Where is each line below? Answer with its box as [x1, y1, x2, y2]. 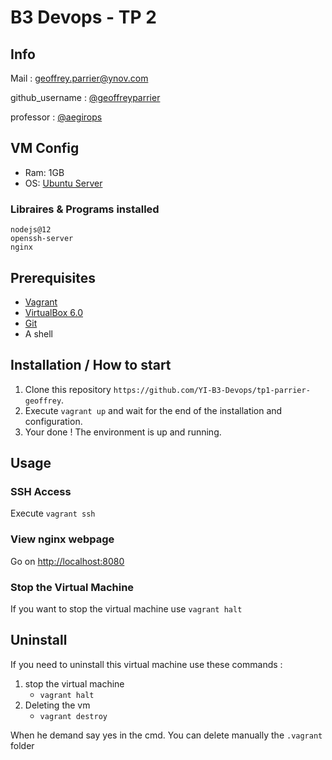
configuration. [24, 415, 83, 427]
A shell [24, 327, 54, 340]
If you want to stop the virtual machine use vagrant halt [10, 603, 243, 615]
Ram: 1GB [24, 166, 65, 178]
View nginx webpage [10, 532, 115, 546]
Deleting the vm [24, 699, 91, 711]
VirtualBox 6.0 [24, 306, 83, 318]
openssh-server [10, 234, 74, 244]
